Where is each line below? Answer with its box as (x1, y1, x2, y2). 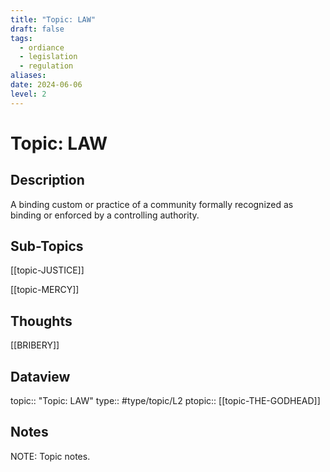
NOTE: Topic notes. (10, 450, 91, 462)
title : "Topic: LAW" (10, 14, 97, 25)
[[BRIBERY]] (10, 339, 60, 351)
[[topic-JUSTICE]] (10, 264, 85, 276)
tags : (10, 33, 33, 43)
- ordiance (19, 42, 65, 53)
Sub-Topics (10, 238, 84, 255)
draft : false (10, 24, 65, 34)
